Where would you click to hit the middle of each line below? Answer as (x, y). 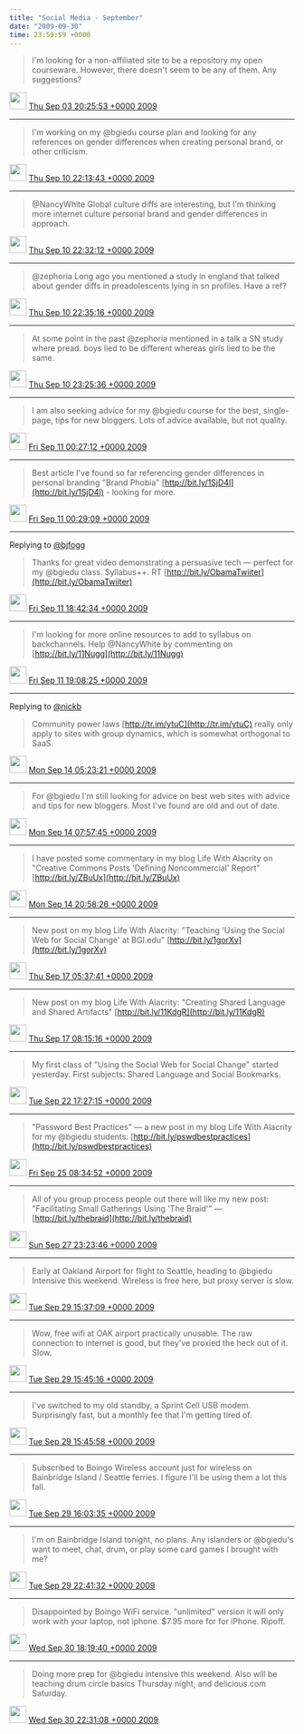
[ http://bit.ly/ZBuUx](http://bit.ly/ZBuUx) (106, 878)
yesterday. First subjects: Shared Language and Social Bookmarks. (156, 1075)
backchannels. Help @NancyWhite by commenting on (132, 644)
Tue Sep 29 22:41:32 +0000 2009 (92, 1586)
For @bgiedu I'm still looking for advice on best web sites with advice (161, 796)
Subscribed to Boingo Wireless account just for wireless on (142, 1468)
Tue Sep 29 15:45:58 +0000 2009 (92, 1442)
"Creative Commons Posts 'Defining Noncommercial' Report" (146, 868)
